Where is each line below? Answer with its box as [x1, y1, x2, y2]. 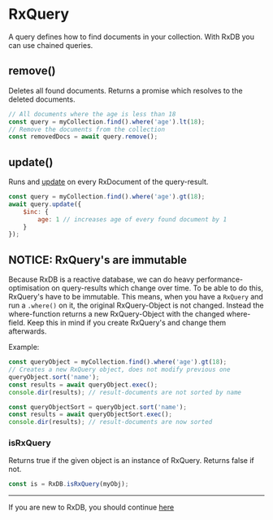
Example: [8, 343, 40, 352]
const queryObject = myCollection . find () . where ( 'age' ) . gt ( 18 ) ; [8, 358, 227, 366]
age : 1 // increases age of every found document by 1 [37, 215, 227, 224]
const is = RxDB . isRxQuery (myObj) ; [8, 480, 129, 488]
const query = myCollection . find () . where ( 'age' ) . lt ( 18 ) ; [8, 117, 206, 126]
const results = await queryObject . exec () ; [8, 380, 158, 389]
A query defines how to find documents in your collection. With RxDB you [8, 32, 254, 42]
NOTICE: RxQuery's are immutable [8, 253, 188, 267]
